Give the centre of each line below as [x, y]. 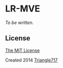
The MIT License [22, 50]
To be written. [19, 22]
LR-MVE [23, 9]
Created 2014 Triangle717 [31, 60]
